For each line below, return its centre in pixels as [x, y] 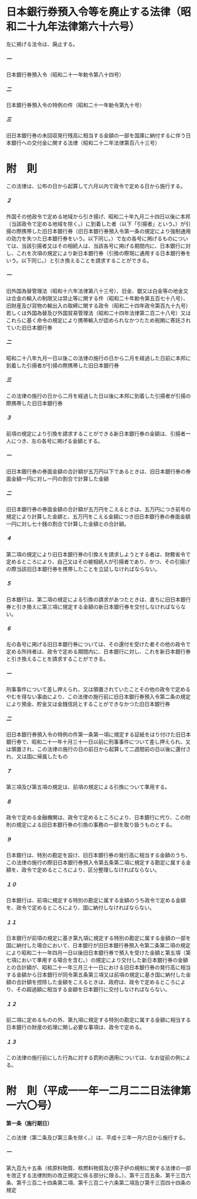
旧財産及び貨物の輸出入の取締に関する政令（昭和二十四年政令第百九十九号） [98, 305]
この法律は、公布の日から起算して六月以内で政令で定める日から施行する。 [96, 186]
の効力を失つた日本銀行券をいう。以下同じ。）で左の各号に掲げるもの [89, 238]
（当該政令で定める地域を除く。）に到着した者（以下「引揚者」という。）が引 [98, 224]
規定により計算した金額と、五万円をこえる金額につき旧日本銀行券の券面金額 [98, 516]
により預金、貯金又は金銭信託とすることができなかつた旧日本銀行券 [88, 704]
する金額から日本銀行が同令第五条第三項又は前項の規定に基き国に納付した [96, 975]
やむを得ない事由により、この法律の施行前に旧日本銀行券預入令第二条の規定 [98, 697]
